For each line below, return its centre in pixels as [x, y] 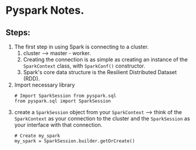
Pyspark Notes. [45, 10]
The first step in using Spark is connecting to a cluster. [81, 47]
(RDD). [31, 79]
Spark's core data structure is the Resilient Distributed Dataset [100, 72]
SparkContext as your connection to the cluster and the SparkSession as [102, 118]
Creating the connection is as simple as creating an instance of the [105, 59]
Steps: [18, 33]
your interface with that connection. [58, 125]
